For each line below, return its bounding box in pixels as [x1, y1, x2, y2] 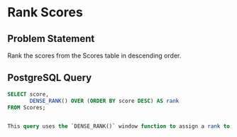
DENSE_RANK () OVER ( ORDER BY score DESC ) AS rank [29, 97, 180, 104]
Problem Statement [7, 33, 95, 45]
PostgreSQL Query [7, 72, 92, 84]
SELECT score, [7, 90, 50, 98]
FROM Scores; [7, 104, 46, 111]
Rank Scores [7, 4, 83, 21]
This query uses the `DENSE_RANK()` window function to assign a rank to [7, 123, 231, 130]
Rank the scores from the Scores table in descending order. [7, 51, 182, 60]
